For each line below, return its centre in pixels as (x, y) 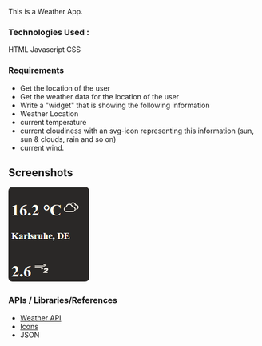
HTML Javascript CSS (45, 50)
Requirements (36, 70)
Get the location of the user (65, 88)
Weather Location (49, 113)
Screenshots (41, 173)
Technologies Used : (49, 32)
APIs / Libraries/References (63, 300)
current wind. (42, 147)
